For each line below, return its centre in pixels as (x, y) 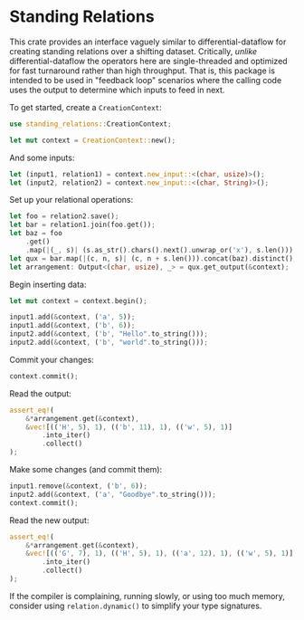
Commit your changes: (52, 359)
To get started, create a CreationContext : (86, 107)
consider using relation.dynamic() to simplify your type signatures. (136, 606)
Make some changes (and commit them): (86, 470)
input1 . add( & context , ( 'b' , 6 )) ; (72, 326)
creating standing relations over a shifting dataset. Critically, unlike (133, 51)
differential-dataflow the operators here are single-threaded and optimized (148, 61)
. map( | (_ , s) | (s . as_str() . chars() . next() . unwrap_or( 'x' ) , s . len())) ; (161, 250)
